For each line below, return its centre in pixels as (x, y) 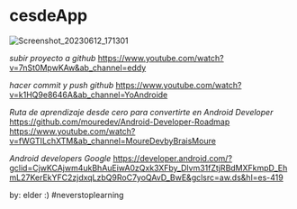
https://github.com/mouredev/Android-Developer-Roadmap (120, 122)
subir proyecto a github (53, 58)
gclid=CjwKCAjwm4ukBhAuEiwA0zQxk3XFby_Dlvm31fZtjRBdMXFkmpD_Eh (148, 168)
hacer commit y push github (62, 85)
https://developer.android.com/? (172, 158)
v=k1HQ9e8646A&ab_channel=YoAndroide (89, 95)
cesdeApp (49, 16)
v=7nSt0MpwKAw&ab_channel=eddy (78, 68)
